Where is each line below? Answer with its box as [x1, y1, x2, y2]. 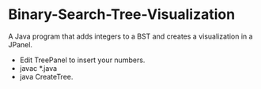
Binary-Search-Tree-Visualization [8, 6, 236, 24]
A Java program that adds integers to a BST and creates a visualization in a [8, 32, 253, 41]
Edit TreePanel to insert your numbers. [19, 55, 146, 65]
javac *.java [19, 63, 58, 72]
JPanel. [8, 39, 33, 49]
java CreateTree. [19, 72, 74, 81]
